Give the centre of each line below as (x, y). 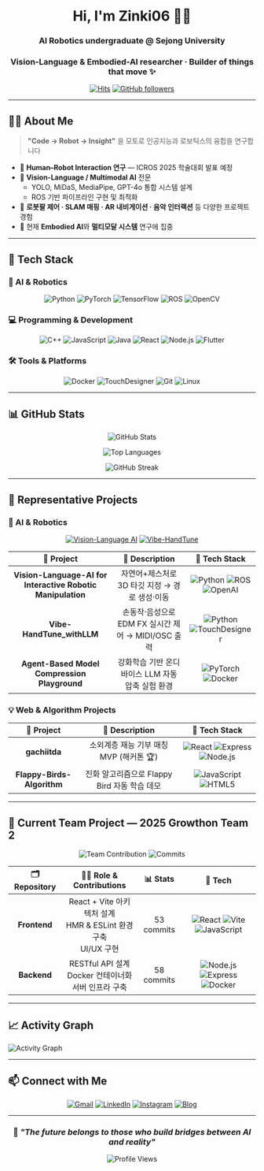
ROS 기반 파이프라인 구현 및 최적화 (84, 197)
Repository (35, 887)
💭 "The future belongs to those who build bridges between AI (132, 1132)
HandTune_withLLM (60, 634)
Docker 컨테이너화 (99, 976)
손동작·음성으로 (149, 612)
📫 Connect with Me (58, 1082)
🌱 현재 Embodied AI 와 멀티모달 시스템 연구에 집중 (96, 227)
